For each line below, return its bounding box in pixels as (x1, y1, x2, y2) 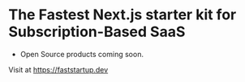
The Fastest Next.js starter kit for (8, 6, 237, 24)
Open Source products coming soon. (19, 49, 144, 59)
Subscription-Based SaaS (8, 23, 186, 41)
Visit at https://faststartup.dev (8, 64, 109, 74)
